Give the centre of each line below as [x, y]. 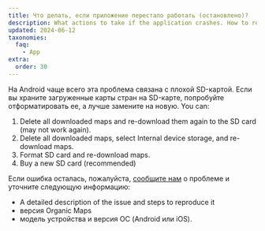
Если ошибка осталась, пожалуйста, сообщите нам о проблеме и [119, 178]
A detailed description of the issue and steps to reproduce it [117, 202]
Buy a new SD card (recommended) [78, 163]
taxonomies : [28, 37]
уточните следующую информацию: [69, 187]
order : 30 [31, 67]
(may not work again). [55, 129]
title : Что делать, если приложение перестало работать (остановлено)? [128, 15]
